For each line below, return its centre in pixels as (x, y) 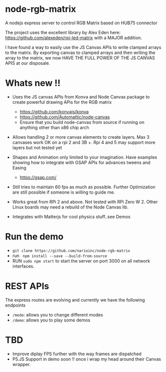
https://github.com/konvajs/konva (54, 111)
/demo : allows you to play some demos (51, 320)
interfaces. (23, 266)
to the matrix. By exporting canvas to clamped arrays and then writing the (80, 53)
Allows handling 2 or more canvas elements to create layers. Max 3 (81, 137)
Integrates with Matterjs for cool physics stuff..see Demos (71, 216)
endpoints (15, 305)
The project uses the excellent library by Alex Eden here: (63, 32)
